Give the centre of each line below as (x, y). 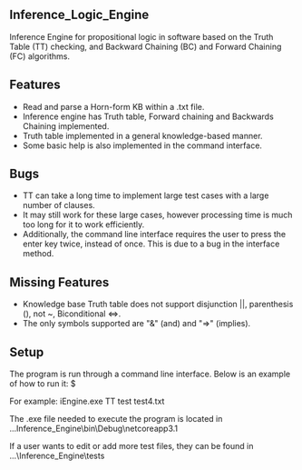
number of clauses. (58, 205)
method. (38, 254)
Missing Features (59, 282)
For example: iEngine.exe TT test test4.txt (87, 401)
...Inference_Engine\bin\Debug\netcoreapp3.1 (94, 429)
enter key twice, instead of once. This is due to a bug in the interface (151, 244)
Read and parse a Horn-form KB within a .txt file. (113, 106)
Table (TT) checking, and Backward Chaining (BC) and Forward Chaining (146, 46)
